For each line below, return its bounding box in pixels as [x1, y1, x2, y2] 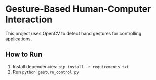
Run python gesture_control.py [12, 69, 80, 75]
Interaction [5, 14, 53, 25]
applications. [5, 36, 32, 42]
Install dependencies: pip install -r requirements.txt [12, 63, 129, 69]
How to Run [5, 50, 43, 59]
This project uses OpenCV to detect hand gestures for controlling [5, 30, 142, 36]
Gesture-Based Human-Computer [5, 3, 151, 15]
